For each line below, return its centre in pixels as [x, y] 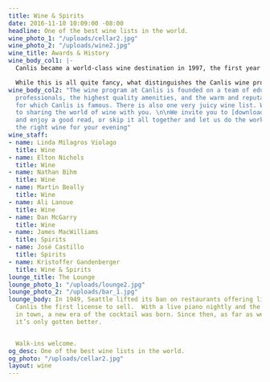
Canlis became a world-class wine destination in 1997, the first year [138, 68]
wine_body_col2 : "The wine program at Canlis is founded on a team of [129, 90]
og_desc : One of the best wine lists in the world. [96, 351]
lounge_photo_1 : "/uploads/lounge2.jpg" [77, 285]
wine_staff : [28, 135]
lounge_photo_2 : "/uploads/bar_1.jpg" [73, 292]
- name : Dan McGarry [43, 217]
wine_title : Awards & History [59, 53]
